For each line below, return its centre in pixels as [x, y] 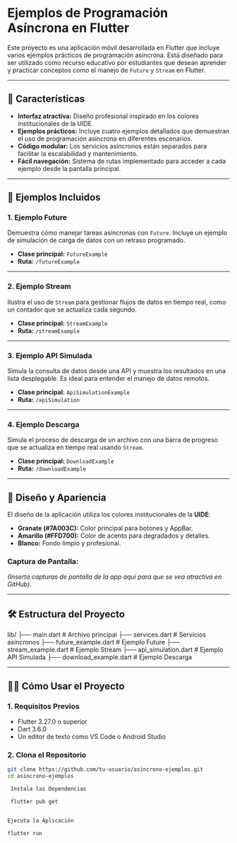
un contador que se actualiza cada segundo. [72, 310]
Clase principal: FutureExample [62, 254]
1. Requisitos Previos [43, 706]
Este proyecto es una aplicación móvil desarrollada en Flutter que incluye [114, 47]
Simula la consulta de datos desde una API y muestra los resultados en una [117, 371]
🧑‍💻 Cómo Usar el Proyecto [66, 686]
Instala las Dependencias [48, 789]
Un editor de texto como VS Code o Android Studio [92, 736]
